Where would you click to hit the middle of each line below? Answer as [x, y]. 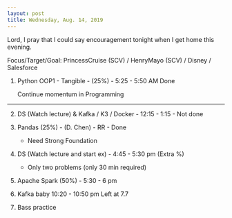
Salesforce [22, 67]
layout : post [26, 13]
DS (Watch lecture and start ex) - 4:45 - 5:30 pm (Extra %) [100, 154]
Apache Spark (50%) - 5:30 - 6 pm [67, 180]
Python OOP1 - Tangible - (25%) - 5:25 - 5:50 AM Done [96, 80]
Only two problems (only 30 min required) [87, 167]
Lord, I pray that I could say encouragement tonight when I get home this [111, 39]
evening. [20, 47]
